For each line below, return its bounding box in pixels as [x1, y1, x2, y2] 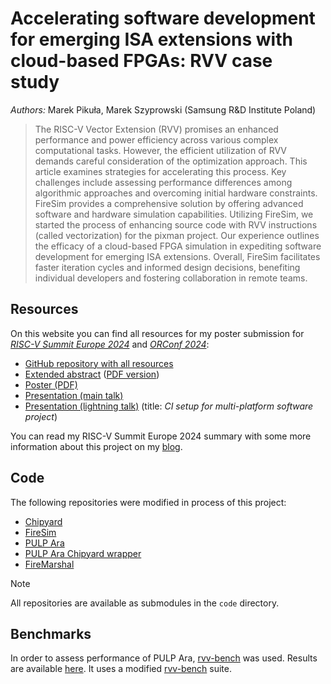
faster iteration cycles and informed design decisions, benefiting [34, 261, 301, 273]
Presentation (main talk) [24, 389, 124, 401]
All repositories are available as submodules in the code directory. [10, 597, 280, 609]
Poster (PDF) [24, 378, 78, 391]
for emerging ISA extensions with [10, 28, 293, 51]
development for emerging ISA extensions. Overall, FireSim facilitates [34, 250, 321, 262]
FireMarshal [24, 558, 75, 570]
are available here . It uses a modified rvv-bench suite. [10, 663, 232, 675]
